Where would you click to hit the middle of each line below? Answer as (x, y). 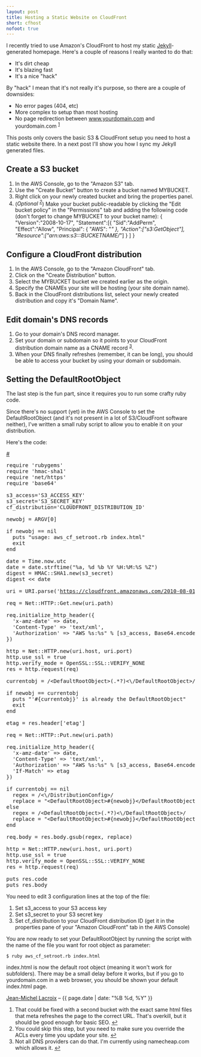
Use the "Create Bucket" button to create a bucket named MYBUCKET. (102, 190)
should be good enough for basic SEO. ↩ (66, 1022)
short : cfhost (24, 23)
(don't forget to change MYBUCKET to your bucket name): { (89, 216)
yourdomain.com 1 (37, 125)
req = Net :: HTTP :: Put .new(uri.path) (60, 735)
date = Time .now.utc (36, 561)
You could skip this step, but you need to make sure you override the (100, 1029)
